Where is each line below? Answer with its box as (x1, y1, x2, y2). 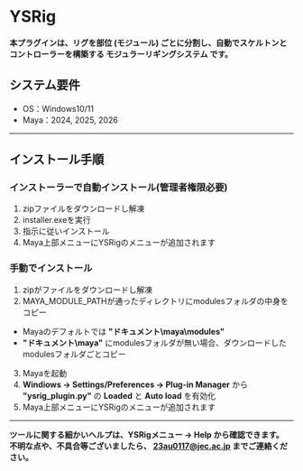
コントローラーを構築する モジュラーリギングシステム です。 (9, 48, 233, 60)
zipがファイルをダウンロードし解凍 (22, 284, 153, 295)
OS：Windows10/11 (22, 103, 95, 114)
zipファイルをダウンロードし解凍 (22, 203, 145, 214)
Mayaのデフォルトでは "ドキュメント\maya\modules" (22, 326, 225, 337)
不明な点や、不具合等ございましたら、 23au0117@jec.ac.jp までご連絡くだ (9, 440, 289, 451)
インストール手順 (9, 152, 105, 168)
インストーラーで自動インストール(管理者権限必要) (9, 181, 228, 194)
